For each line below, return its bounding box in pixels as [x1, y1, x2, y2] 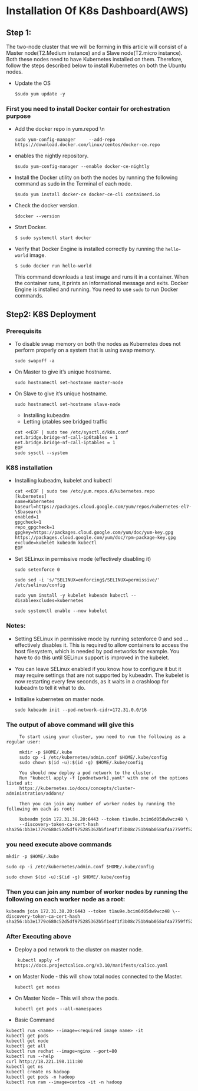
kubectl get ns [6, 1063, 44, 1070]
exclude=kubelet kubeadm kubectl [14, 540, 97, 546]
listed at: [6, 780, 33, 786]
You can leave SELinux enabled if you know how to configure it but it [14, 665, 181, 672]
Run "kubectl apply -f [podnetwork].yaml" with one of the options [19, 775, 189, 781]
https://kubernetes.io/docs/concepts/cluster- [19, 785, 136, 791]
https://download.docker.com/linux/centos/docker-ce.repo [14, 142, 160, 148]
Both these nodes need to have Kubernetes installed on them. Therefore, [6, 56, 183, 62]
